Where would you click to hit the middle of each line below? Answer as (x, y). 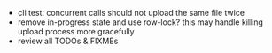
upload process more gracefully (76, 31)
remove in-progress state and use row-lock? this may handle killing (140, 22)
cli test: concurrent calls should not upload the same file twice (131, 13)
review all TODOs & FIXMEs (68, 41)
